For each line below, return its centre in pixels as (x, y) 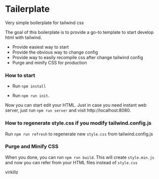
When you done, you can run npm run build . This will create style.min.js (80, 157)
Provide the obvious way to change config (55, 52)
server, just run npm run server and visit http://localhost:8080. (68, 110)
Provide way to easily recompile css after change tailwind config (78, 57)
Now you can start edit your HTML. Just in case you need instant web (76, 105)
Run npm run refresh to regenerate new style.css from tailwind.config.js (79, 134)
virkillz (12, 172)
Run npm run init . (31, 96)
